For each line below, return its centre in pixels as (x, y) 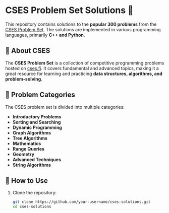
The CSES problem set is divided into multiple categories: (65, 107)
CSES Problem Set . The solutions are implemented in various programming (83, 29)
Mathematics (27, 144)
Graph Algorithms (32, 132)
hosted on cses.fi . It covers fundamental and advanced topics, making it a (82, 68)
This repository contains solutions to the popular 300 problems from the (81, 24)
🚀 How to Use (26, 181)
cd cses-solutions (32, 207)
